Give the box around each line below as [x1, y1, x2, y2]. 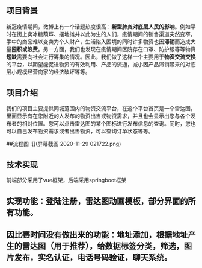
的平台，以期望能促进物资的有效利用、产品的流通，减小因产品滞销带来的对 [6, 60, 191, 68]
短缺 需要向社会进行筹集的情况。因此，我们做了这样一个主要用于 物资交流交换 [6, 53, 196, 60]
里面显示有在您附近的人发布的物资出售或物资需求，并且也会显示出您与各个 [6, 112, 191, 120]
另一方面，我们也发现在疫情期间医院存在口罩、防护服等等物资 [43, 45, 196, 53]
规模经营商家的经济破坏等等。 [16, 68, 91, 75]
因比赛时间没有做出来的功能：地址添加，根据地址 [6, 230, 188, 240]
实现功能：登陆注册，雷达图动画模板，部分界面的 [6, 196, 188, 206]
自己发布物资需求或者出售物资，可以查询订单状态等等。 [16, 127, 154, 135]
